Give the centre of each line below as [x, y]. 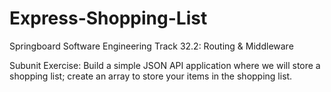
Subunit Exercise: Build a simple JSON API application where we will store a [165, 65]
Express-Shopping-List [108, 18]
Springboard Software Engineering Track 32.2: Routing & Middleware [151, 46]
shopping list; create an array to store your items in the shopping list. [151, 76]
